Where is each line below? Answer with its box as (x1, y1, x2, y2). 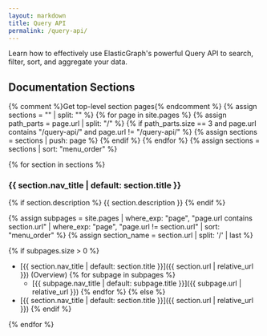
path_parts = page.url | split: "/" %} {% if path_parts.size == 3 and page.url (8, 119, 257, 128)
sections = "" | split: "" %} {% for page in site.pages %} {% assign (8, 110, 227, 120)
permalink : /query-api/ (8, 26, 88, 34)
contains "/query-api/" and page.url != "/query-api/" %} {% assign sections (8, 128, 258, 137)
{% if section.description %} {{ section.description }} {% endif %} (8, 198, 226, 208)
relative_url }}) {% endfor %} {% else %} (31, 287, 166, 297)
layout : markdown (8, 11, 67, 20)
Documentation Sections (8, 80, 136, 94)
